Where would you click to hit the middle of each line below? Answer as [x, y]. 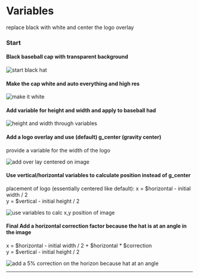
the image [19, 232]
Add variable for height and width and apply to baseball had [81, 110]
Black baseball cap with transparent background [67, 57]
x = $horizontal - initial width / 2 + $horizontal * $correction [79, 246]
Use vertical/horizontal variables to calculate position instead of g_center [99, 175]
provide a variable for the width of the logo [58, 150]
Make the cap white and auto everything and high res [73, 84]
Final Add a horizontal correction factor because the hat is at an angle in [97, 226]
